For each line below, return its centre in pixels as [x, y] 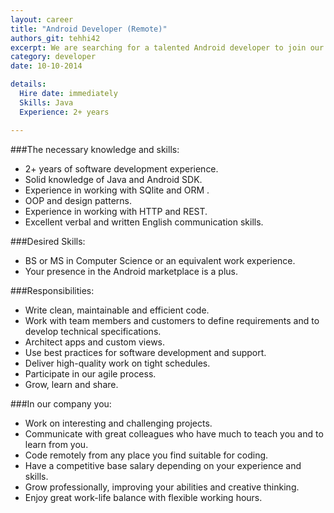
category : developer [53, 57]
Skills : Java [46, 102]
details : [28, 84]
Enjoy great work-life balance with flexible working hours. [143, 497]
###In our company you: [61, 403]
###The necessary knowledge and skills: [95, 149]
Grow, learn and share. [71, 384]
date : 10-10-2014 [46, 66]
